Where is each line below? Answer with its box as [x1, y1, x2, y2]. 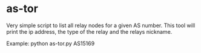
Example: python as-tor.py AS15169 [6, 40, 95, 47]
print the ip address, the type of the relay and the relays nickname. [6, 28, 173, 35]
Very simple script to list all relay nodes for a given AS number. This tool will [6, 22, 196, 29]
